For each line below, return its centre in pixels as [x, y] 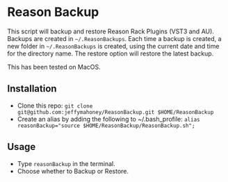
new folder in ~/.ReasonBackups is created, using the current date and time [113, 46]
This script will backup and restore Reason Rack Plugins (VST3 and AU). [111, 31]
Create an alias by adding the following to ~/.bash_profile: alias [108, 119]
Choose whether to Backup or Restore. [73, 171]
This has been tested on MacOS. [54, 67]
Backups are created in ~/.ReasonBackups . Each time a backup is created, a [114, 38]
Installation [32, 89]
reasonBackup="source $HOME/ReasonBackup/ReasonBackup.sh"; [106, 126]
